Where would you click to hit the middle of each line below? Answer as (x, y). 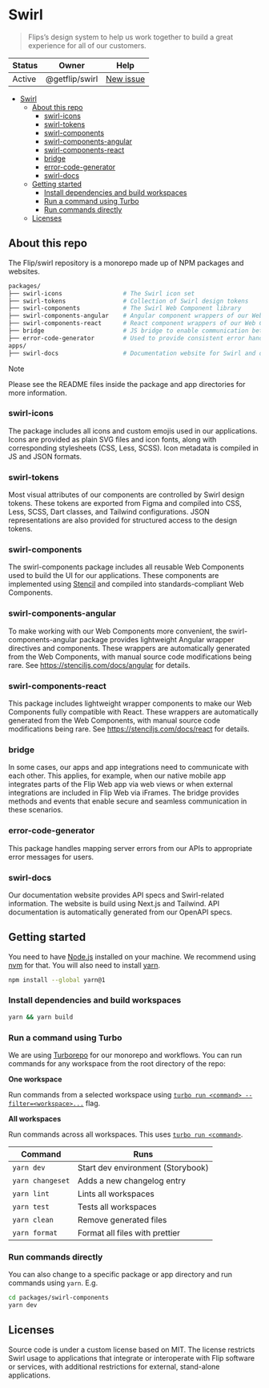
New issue (125, 79)
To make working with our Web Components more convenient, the (118, 631)
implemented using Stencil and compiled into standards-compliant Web (126, 584)
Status (25, 65)
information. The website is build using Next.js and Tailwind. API (114, 903)
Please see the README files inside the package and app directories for (127, 384)
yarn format (35, 1233)
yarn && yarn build (41, 1017)
